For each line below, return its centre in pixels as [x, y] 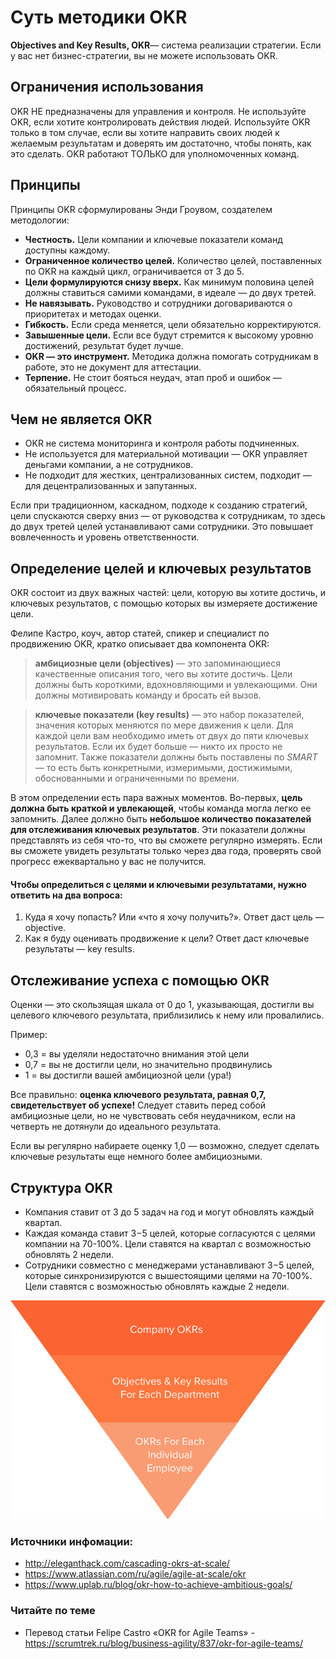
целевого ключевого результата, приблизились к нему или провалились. [167, 1015]
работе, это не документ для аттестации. [113, 367]
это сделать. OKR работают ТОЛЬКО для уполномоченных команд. [155, 153]
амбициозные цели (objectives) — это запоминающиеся [158, 663]
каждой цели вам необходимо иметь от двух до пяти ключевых [172, 736]
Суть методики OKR [99, 17]
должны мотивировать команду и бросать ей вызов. [148, 695]
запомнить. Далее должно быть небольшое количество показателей [161, 819]
